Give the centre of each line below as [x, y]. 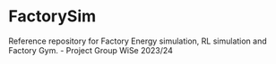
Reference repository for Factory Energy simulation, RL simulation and [138, 41]
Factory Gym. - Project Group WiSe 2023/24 [91, 50]
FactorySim [52, 16]
